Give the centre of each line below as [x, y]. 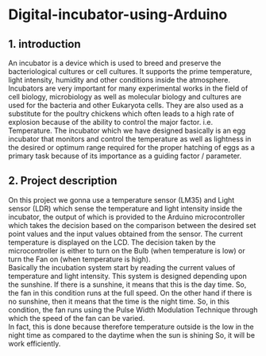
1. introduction [44, 44]
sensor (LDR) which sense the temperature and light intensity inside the [125, 208]
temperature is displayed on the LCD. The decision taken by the [112, 242]
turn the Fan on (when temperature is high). [79, 259]
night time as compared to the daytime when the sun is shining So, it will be [132, 335]
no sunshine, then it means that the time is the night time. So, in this [119, 301]
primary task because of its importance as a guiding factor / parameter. [125, 156]
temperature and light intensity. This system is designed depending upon [128, 276]
